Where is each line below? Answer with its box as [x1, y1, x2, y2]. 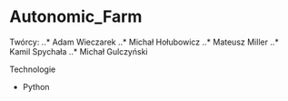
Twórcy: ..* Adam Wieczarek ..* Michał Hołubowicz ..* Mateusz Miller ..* [9, 36, 279, 47]
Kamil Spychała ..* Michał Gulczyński [9, 45, 148, 56]
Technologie [9, 64, 56, 75]
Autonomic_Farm [9, 6, 143, 27]
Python [22, 81, 50, 92]
